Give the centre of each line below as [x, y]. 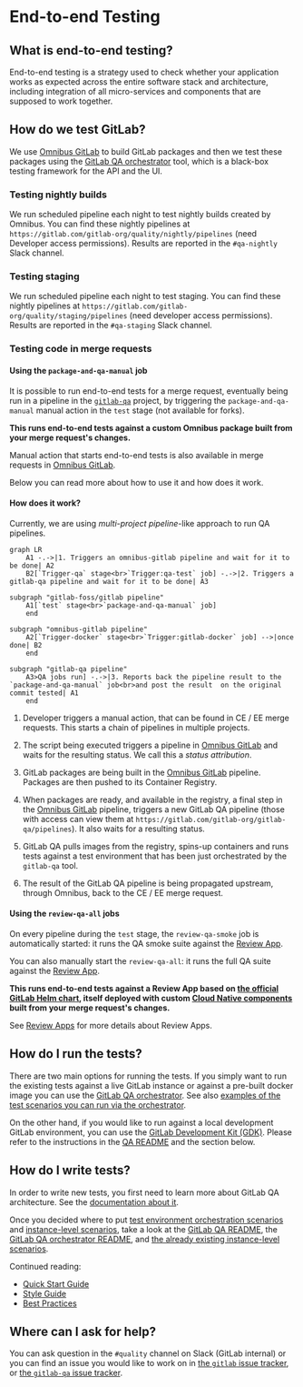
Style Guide [44, 1293]
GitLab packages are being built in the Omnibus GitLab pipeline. [142, 772]
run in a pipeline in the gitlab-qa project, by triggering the [118, 400]
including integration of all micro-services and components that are [135, 91]
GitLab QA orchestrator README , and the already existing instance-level [145, 1239]
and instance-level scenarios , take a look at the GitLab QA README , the [144, 1229]
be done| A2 [32, 566]
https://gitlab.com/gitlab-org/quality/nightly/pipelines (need [133, 234]
